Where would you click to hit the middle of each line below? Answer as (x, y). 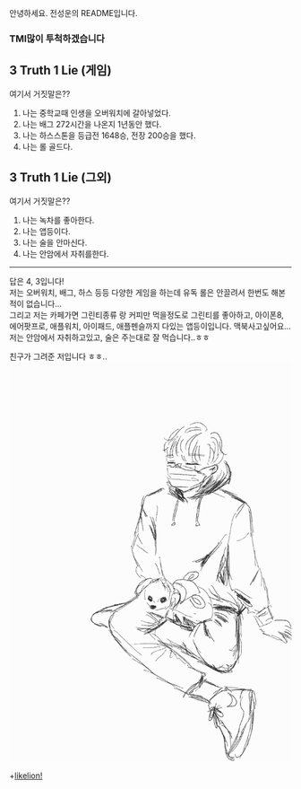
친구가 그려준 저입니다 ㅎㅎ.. (58, 356)
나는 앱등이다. (47, 231)
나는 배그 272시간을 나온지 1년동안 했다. (92, 124)
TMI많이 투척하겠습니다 (57, 39)
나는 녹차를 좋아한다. (58, 220)
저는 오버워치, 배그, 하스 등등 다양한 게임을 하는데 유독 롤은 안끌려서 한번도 (139, 292)
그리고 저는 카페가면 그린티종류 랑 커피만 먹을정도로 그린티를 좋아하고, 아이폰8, (146, 315)
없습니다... (44, 303)
